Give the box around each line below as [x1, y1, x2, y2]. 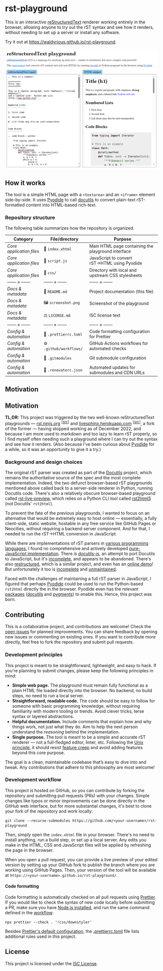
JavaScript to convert [89, 255, 132, 261]
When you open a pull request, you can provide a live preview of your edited [5, 856, 158, 862]
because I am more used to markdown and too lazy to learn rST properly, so [5, 431, 158, 437]
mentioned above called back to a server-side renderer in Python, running [5, 485, 153, 491]
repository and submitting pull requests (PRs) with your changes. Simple [5, 793, 149, 798]
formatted [5, 202, 25, 208]
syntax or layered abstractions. [12, 713, 74, 719]
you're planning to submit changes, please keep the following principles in [5, 668, 154, 674]
